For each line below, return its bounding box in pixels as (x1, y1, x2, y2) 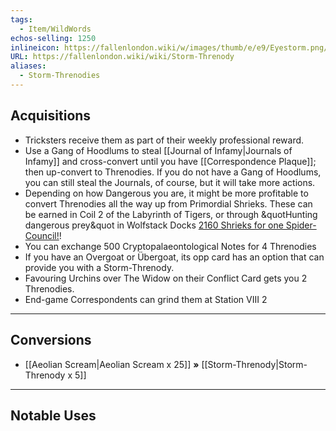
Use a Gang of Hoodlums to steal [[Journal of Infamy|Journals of (24, 144, 293, 156)
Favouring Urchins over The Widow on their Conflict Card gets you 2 (24, 272, 308, 284)
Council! (24, 229, 60, 241)
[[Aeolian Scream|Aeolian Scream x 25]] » (24, 358, 200, 370)
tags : (10, 14, 33, 25)
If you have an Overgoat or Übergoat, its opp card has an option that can (24, 251, 325, 263)
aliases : (10, 61, 47, 71)
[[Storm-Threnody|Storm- (201, 358, 308, 370)
